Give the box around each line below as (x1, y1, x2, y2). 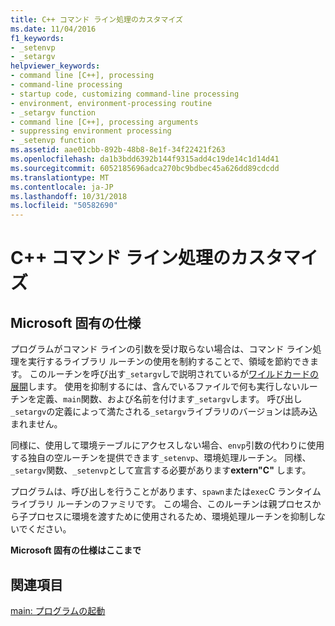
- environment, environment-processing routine (10, 98, 213, 108)
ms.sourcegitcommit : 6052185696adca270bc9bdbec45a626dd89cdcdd (10, 163, 280, 173)
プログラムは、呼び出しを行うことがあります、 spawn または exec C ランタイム (10, 486, 322, 498)
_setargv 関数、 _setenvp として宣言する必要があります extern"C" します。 (10, 464, 312, 476)
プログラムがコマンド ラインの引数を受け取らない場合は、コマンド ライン (10, 343, 313, 355)
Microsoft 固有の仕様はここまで (10, 544, 142, 556)
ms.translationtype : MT (10, 172, 110, 183)
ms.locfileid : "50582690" (10, 201, 118, 211)
